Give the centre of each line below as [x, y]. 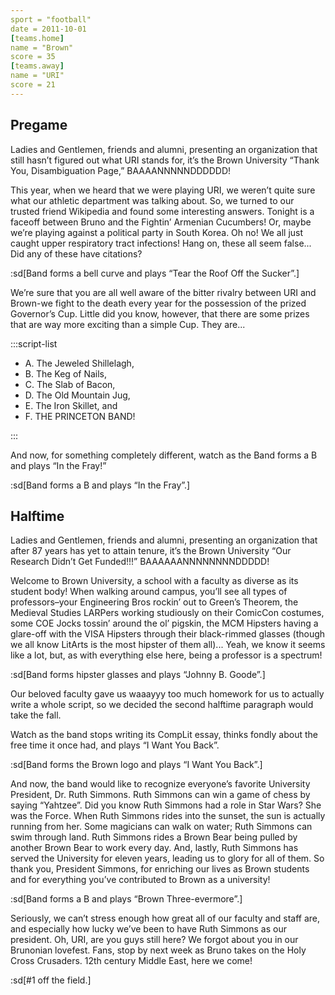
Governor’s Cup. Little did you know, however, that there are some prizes [160, 313]
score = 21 [33, 85]
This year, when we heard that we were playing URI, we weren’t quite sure [163, 190]
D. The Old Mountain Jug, [77, 395]
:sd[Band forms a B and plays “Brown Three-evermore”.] [126, 899]
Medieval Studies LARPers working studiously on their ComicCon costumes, [167, 613]
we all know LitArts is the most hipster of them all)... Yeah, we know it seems [168, 645]
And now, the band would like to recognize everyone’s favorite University [160, 784]
